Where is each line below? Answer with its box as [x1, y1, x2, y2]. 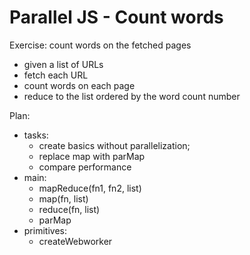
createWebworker [38, 235, 113, 247]
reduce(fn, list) [38, 203, 101, 215]
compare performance [38, 161, 132, 173]
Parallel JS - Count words [9, 6, 224, 29]
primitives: [23, 224, 67, 236]
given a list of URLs [23, 58, 104, 70]
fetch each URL [23, 69, 89, 81]
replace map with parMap [38, 150, 146, 162]
